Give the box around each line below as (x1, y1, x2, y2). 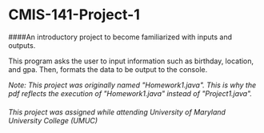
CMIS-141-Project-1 (8, 6, 140, 24)
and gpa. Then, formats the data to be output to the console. (8, 64, 208, 74)
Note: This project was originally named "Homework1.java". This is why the (8, 80, 257, 90)
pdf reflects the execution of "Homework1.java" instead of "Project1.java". (8, 88, 252, 98)
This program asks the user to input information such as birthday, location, (8, 56, 254, 66)
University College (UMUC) (8, 115, 98, 125)
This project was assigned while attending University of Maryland (8, 107, 226, 117)
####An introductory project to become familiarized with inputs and (8, 32, 233, 42)
